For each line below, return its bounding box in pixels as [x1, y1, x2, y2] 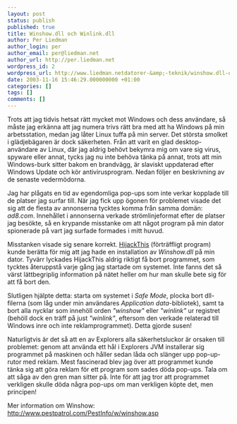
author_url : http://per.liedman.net [7, 57, 115, 64]
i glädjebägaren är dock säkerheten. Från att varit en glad [7, 138, 174, 146]
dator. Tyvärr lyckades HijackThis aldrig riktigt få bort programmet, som [7, 255, 215, 264]
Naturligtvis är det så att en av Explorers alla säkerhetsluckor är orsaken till [7, 335, 225, 343]
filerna [7, 299, 26, 307]
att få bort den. [7, 278, 51, 286]
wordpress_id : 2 [7, 63, 55, 70]
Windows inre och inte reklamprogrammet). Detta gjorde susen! [7, 322, 192, 329]
